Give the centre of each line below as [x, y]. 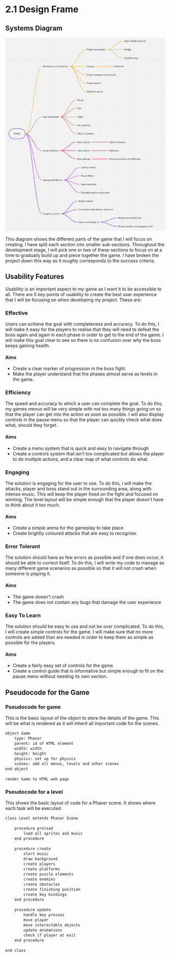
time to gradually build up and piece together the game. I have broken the [82, 255]
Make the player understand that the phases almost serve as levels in [85, 374]
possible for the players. [30, 643]
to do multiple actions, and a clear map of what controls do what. [80, 459]
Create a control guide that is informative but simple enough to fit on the [88, 671]
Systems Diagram [34, 28]
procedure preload [34, 829]
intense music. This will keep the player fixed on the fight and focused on [82, 494]
